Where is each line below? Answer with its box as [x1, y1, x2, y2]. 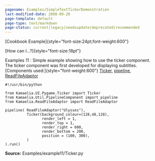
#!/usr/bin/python [5, 82, 42, 88]
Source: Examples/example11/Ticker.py [5, 150, 84, 156]
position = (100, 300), [42, 133, 90, 139]
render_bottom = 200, [42, 129, 86, 134]
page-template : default [5, 16, 53, 21]
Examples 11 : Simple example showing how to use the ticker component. [5, 57, 151, 63]
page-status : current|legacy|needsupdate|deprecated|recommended [5, 25, 139, 30]
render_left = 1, [42, 116, 77, 122]
